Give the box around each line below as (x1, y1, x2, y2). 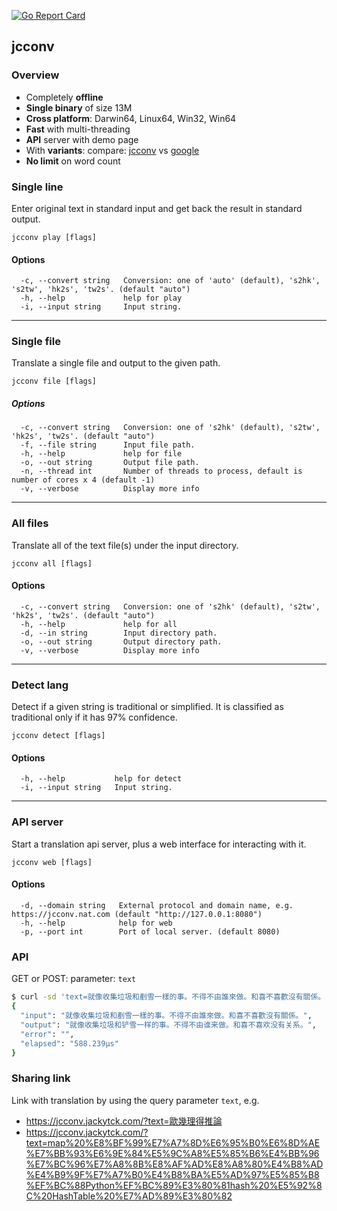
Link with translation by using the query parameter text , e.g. (11, 1094, 260, 1106)
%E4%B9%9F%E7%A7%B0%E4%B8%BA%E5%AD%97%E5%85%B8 (25, 1168, 320, 1180)
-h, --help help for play (20, 293, 183, 304)
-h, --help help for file (20, 449, 183, 459)
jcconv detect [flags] (11, 731, 106, 741)
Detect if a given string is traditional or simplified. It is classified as (11, 701, 284, 713)
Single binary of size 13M (25, 101, 133, 114)
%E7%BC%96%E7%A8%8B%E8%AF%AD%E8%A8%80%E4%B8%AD (25, 1158, 324, 1170)
